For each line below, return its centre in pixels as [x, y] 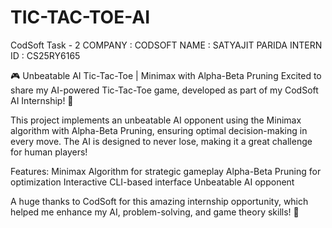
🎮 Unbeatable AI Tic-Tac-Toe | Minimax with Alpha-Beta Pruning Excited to [166, 75]
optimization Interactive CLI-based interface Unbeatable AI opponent [152, 182]
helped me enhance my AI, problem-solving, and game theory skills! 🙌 [155, 212]
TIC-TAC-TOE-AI [80, 17]
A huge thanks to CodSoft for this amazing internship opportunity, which [159, 201]
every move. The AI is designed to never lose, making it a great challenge [161, 141]
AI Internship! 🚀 [42, 100]
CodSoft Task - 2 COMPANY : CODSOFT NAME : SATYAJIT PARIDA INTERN [166, 45]
